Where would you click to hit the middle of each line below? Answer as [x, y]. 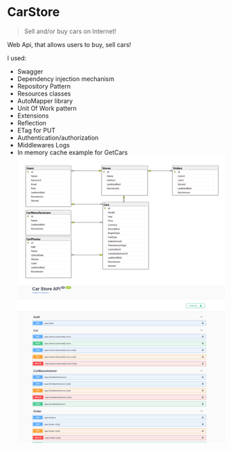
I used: [17, 58]
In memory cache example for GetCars [72, 152]
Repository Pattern [44, 86]
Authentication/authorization [58, 137]
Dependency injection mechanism [66, 79]
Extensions [33, 116]
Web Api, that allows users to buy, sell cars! [69, 44]
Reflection [32, 123]
